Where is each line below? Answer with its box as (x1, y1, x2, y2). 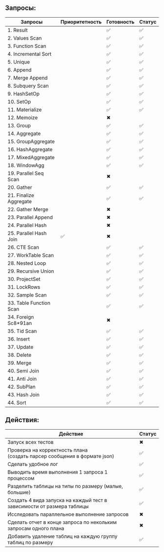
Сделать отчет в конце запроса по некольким (7, 519, 117, 526)
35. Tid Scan (7, 327, 37, 334)
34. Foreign (7, 313, 34, 320)
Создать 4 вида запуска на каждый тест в (7, 497, 107, 504)
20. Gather (7, 184, 33, 190)
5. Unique (7, 58, 30, 65)
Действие (58, 430, 83, 437)
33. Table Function (7, 299, 50, 306)
